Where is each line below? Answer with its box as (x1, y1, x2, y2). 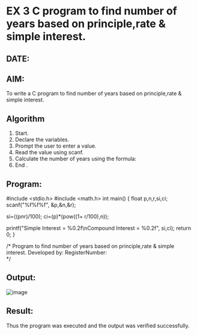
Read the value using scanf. (14, 149, 84, 156)
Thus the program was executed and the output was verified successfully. (6, 322, 190, 329)
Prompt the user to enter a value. (14, 142, 97, 149)
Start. (14, 130, 29, 137)
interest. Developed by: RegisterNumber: (6, 249, 107, 256)
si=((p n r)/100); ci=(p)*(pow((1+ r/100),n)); (6, 213, 109, 220)
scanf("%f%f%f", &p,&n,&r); (6, 201, 76, 208)
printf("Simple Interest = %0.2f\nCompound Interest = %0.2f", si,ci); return (6, 225, 192, 232)
